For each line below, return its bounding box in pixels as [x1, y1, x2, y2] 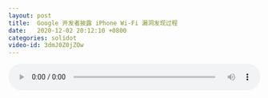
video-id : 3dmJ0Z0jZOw [8, 41, 84, 49]
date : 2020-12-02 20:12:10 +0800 [8, 26, 127, 34]
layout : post [8, 11, 52, 20]
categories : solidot [8, 33, 78, 42]
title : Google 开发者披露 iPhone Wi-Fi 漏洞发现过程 [8, 19, 178, 27]
